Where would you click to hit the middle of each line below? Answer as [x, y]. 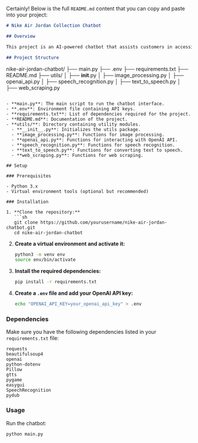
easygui [16, 385]
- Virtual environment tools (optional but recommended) [77, 191]
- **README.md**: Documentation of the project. [67, 119]
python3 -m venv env [40, 254]
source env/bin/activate [45, 260]
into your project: [27, 15]
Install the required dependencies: [58, 271]
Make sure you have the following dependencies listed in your [81, 332]
